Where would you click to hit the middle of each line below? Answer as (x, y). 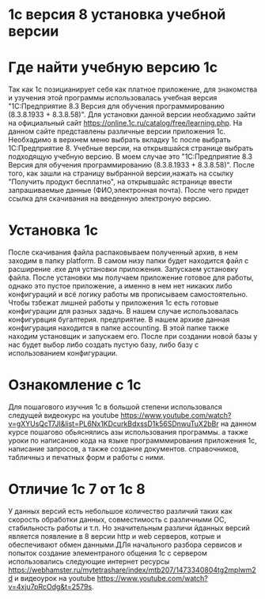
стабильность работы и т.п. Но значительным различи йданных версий (129, 528)
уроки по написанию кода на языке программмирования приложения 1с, (132, 441)
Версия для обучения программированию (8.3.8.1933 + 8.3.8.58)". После (131, 165)
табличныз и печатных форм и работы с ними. (87, 457)
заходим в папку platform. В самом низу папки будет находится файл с (129, 261)
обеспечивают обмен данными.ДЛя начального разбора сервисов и (125, 544)
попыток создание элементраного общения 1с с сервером (108, 553)
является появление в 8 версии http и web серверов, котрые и (115, 536)
